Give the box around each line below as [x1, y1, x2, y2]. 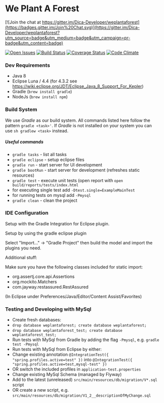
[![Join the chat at [5, 19, 41, 25]
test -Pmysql [12, 342, 39, 347]
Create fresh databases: [12, 317, 61, 323]
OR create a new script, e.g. [12, 387, 69, 393]
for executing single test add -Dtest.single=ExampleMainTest [12, 187, 135, 193]
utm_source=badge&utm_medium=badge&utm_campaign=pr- [5, 35, 131, 41]
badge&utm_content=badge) [5, 40, 63, 46]
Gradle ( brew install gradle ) [12, 89, 72, 95]
